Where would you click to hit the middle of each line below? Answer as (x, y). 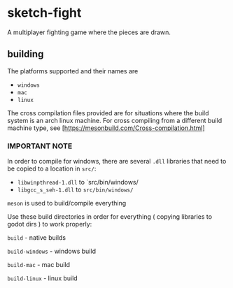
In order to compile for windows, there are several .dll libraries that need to (117, 161)
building (26, 54)
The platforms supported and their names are (73, 71)
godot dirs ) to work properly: (50, 224)
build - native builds (37, 238)
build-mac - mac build (39, 265)
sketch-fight (44, 13)
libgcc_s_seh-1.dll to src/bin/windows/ (75, 189)
